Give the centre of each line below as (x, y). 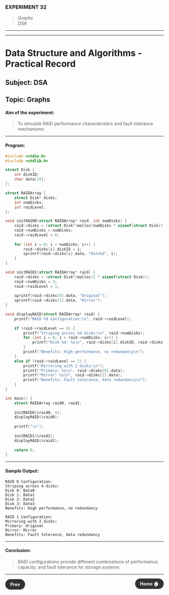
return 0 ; (25, 450)
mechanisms (31, 129)
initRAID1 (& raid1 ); (35, 436)
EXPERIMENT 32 (26, 7)
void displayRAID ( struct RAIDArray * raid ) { (53, 314)
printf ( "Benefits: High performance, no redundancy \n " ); (84, 352)
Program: (15, 145)
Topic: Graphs (28, 100)
